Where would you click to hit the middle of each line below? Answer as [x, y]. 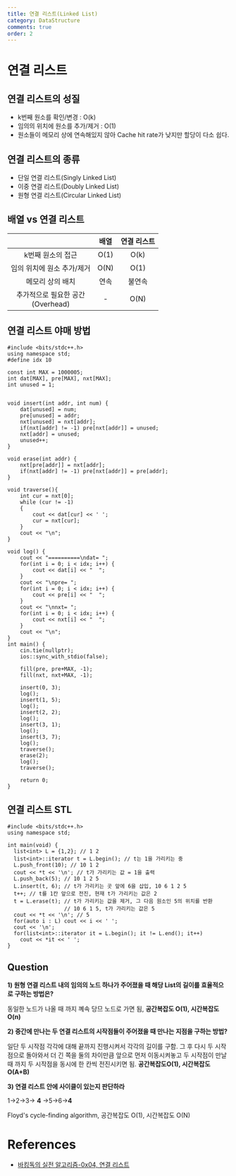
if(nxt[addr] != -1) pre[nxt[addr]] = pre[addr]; [94, 471]
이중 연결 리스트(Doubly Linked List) [68, 186]
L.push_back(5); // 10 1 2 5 [56, 879]
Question [28, 967]
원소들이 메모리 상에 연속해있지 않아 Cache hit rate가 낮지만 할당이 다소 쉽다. [123, 135]
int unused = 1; [31, 385]
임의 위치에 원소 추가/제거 [51, 268]
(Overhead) [51, 304]
